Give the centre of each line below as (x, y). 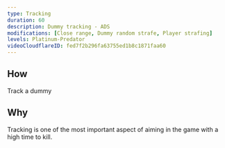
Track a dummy (30, 90)
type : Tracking (29, 14)
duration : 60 (26, 20)
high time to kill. (30, 137)
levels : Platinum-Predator (46, 40)
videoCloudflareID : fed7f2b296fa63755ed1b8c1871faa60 (87, 46)
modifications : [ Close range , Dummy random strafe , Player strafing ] (110, 33)
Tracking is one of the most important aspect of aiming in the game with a (113, 129)
